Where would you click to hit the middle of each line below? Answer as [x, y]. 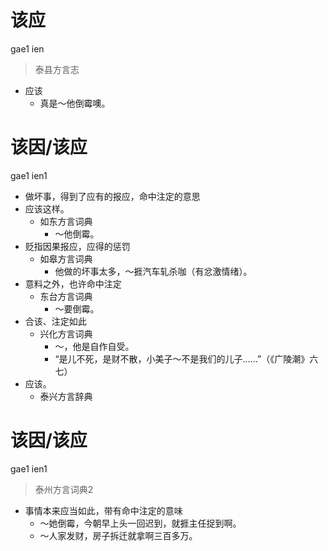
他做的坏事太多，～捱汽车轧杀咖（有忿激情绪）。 [153, 271]
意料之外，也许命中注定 [73, 283]
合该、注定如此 [55, 321]
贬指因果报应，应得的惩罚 [77, 246]
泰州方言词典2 [64, 489]
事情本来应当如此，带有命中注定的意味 [103, 510]
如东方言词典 [66, 221]
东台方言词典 [66, 296]
